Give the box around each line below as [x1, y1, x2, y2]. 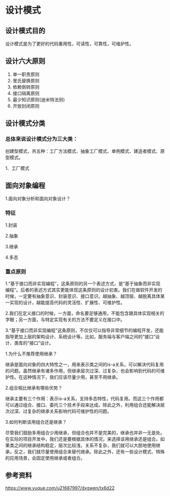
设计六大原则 [5, 57, 46, 66]
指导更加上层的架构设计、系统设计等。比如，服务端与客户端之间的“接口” [5, 333, 156, 339]
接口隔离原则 [12, 90, 39, 96]
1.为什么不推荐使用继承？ [5, 350, 57, 356]
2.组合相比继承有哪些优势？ [5, 385, 63, 391]
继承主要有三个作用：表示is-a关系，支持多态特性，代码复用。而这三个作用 [5, 395, 160, 401]
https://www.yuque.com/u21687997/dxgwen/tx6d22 [5, 485, 115, 491]
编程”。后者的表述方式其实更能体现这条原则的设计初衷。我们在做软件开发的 [5, 287, 163, 293]
